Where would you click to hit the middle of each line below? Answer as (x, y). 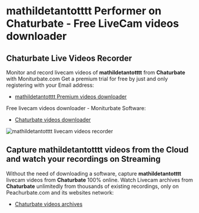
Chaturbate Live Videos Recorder (69, 58)
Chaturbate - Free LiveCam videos (93, 24)
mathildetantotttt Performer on (84, 11)
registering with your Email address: (50, 85)
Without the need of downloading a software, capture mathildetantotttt (94, 173)
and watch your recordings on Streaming (83, 159)
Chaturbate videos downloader (53, 120)
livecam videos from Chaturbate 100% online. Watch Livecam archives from (99, 180)
